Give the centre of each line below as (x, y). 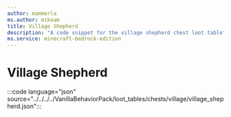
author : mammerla (32, 13)
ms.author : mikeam (33, 20)
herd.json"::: (25, 106)
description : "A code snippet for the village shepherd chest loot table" (117, 32)
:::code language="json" (42, 92)
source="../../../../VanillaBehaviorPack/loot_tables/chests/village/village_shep (115, 99)
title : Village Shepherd (43, 26)
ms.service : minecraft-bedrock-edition (64, 39)
